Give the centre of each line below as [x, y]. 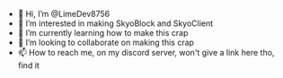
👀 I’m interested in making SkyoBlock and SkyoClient [115, 23]
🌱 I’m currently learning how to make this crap [103, 33]
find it [29, 65]
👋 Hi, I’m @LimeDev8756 [64, 14]
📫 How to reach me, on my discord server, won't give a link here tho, [146, 52]
